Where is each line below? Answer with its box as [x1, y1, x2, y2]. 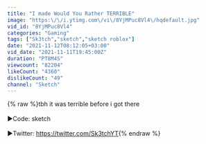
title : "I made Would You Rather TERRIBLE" [7, 10, 135, 17]
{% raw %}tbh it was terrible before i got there [7, 100, 140, 108]
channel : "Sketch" [7, 81, 60, 88]
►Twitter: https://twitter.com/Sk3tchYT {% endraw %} [7, 129, 161, 138]
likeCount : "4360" [7, 68, 60, 75]
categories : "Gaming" [7, 29, 70, 37]
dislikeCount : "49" [7, 74, 64, 82]
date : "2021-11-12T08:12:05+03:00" [7, 42, 110, 49]
